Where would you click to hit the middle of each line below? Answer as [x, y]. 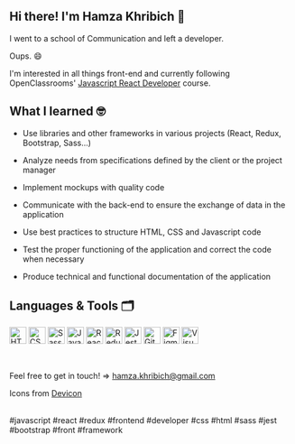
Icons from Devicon [46, 393]
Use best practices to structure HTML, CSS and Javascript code [142, 232]
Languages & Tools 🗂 [72, 306]
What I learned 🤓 [58, 111]
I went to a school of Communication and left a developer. [116, 38]
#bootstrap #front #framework [66, 430]
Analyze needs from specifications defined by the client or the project [152, 160]
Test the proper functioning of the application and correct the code [147, 249]
